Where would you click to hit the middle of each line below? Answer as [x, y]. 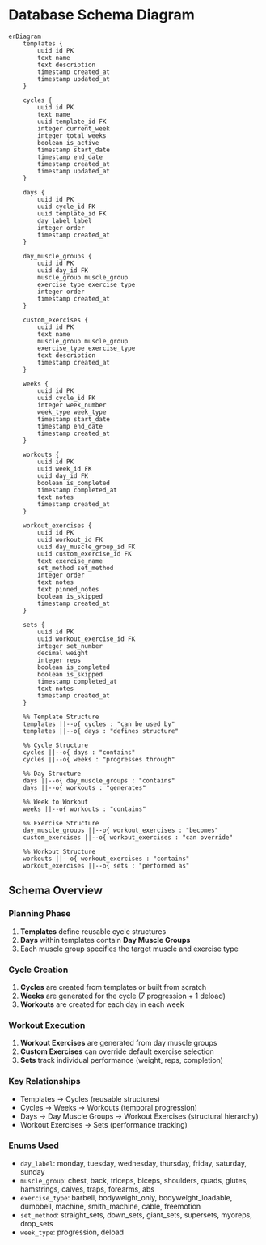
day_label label [65, 220]
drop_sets [37, 1223]
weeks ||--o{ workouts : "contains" [85, 809]
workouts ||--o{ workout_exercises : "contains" [106, 859]
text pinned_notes [68, 589]
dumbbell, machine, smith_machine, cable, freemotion [110, 1206]
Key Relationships [44, 1081]
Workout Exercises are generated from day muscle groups [118, 1043]
